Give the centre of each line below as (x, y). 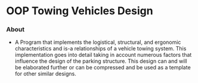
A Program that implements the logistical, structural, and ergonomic (98, 42)
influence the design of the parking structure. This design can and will (101, 61)
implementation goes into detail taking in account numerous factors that (103, 55)
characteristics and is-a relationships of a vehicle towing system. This (100, 49)
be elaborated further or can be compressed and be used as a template (103, 68)
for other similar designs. (45, 74)
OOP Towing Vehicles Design (80, 11)
